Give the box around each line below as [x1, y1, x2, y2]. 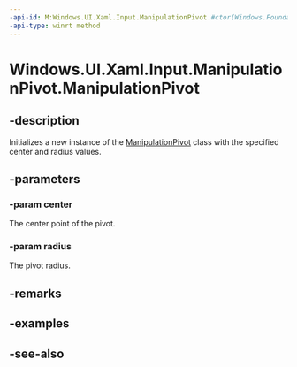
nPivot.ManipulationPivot [9, 78, 201, 98]
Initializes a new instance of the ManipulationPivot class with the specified [9, 136, 279, 147]
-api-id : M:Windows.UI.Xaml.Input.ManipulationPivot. [9, 12, 212, 22]
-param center [9, 198, 73, 210]
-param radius [9, 241, 72, 253]
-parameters [9, 172, 80, 187]
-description [9, 113, 80, 128]
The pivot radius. [9, 260, 71, 271]
